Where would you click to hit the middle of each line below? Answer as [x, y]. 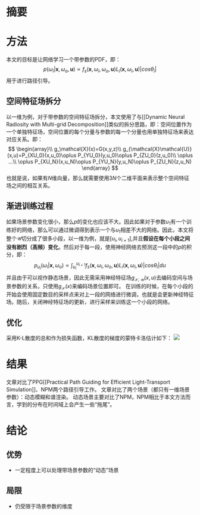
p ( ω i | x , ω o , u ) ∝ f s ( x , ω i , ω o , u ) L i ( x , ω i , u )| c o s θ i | [100, 70]
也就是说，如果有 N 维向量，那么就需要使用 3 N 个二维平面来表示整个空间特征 [98, 178]
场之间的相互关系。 [30, 185]
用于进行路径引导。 [30, 81]
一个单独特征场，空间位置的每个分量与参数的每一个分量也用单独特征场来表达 [100, 131]
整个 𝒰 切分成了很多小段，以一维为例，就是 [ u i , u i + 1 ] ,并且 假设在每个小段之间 [98, 239]
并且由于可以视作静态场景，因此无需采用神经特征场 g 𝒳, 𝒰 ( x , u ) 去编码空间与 [97, 278]
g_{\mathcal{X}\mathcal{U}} [157, 149]
